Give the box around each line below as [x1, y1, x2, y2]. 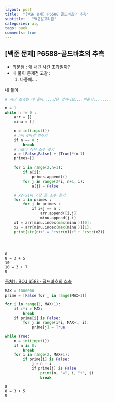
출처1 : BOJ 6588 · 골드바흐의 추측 [5, 278, 72, 285]
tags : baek [5, 26, 28, 31]
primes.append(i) [31, 174, 68, 179]
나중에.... [19, 76, 37, 82]
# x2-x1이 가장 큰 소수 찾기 [14, 193, 66, 198]
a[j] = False [31, 184, 58, 189]
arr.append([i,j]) [40, 211, 78, 216]
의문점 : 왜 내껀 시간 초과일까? [12, 64, 70, 70]
